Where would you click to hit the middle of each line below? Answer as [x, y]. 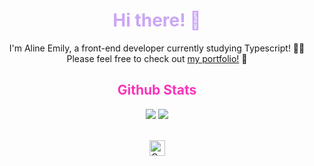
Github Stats [157, 90]
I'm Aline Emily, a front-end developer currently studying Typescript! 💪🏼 [157, 48]
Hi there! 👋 [157, 20]
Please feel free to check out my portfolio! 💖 [157, 58]
